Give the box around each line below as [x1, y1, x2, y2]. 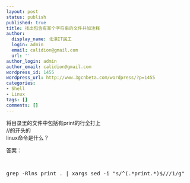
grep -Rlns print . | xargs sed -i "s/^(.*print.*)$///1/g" [6, 170, 185, 176]
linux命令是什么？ [6, 134, 49, 141]
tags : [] [6, 97, 28, 102]
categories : [6, 81, 36, 86]
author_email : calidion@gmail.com [6, 63, 92, 70]
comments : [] [6, 102, 39, 108]
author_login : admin [6, 58, 58, 64]
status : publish [6, 14, 46, 20]
